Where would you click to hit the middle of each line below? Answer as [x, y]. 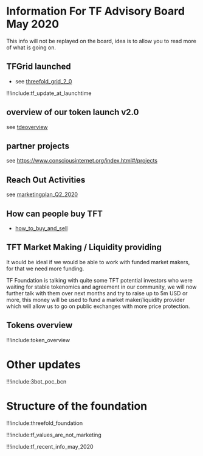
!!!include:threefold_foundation [45, 423]
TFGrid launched [39, 67]
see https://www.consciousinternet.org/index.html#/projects [82, 161]
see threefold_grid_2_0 [43, 81]
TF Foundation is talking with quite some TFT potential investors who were [99, 280]
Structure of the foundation [77, 406]
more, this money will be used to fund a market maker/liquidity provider [96, 300]
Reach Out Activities [46, 180]
